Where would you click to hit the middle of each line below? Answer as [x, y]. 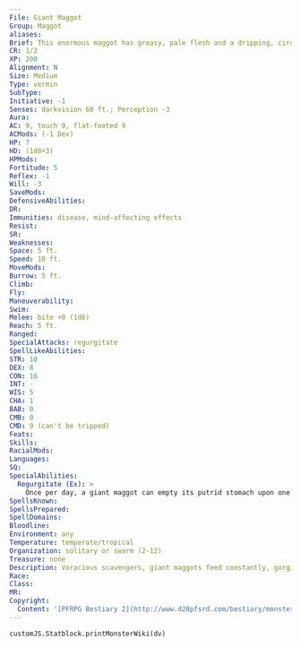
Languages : [30, 459]
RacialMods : [31, 451]
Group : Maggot [36, 26]
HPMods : [24, 159]
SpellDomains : [36, 518]
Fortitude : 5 [34, 168]
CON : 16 [24, 376]
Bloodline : [30, 526]
